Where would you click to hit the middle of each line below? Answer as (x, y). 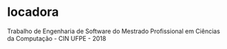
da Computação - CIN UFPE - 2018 (57, 38)
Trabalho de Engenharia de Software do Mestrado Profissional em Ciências (113, 31)
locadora (33, 12)
